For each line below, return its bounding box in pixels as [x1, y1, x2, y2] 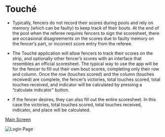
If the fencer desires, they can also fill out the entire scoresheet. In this [12, 96, 157, 102]
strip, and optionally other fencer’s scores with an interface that [12, 55, 142, 61]
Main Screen [5, 116, 31, 122]
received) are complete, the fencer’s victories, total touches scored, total [12, 76, 161, 82]
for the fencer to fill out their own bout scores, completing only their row [12, 66, 160, 72]
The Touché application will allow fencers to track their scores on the [12, 50, 153, 56]
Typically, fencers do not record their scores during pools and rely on [12, 20, 154, 26]
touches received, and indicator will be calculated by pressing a [12, 81, 142, 87]
